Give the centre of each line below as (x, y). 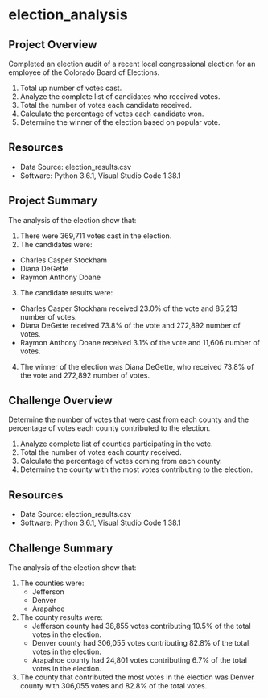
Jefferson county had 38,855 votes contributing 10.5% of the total (141, 626)
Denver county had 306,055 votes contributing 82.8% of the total (140, 643)
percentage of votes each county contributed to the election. (109, 428)
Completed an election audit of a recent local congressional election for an (132, 64)
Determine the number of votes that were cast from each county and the (129, 419)
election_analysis (68, 15)
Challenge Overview (60, 401)
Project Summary (53, 201)
